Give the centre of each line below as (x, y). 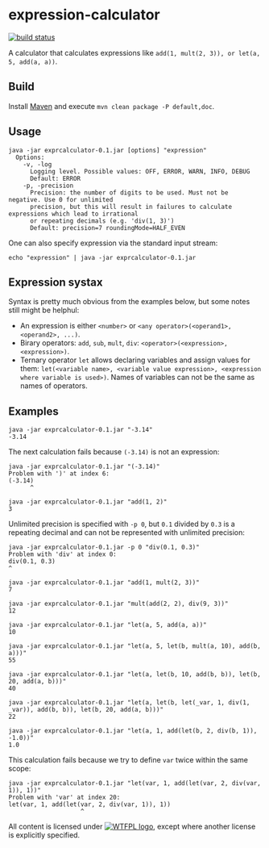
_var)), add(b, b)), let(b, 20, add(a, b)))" (86, 710)
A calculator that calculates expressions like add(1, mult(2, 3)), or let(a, (134, 52)
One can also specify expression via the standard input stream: (113, 243)
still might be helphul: (44, 310)
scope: (20, 769)
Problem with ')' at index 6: (59, 474)
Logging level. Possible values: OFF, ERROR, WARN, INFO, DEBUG (140, 171)
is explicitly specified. (44, 835)
